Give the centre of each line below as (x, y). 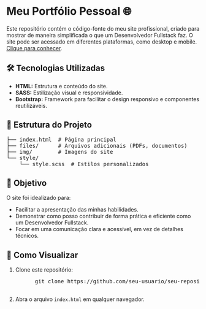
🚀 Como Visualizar (42, 255)
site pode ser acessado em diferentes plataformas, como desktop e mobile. (102, 42)
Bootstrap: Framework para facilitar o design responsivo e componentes (107, 99)
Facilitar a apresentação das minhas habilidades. (77, 210)
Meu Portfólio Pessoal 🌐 (69, 11)
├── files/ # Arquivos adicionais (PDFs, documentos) (97, 146)
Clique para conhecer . (34, 48)
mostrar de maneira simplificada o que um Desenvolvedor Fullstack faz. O (100, 35)
